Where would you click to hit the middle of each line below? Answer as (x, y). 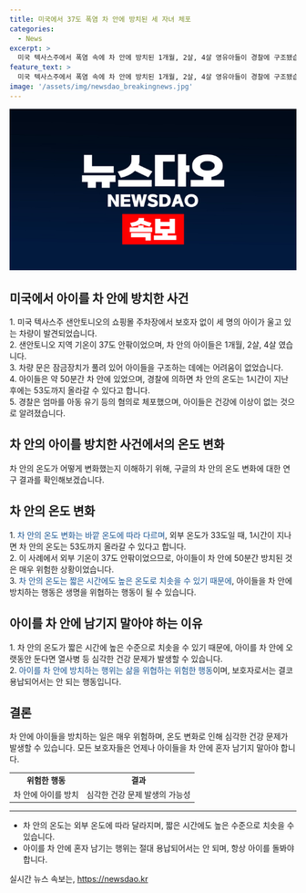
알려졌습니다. (42, 413)
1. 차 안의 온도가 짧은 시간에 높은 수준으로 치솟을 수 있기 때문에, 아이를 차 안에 (147, 647)
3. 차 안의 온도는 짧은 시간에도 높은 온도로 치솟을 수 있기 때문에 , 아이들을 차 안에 (151, 580)
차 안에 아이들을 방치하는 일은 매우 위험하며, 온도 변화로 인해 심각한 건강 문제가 (149, 737)
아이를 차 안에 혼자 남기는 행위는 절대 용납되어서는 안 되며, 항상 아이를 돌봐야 (158, 847)
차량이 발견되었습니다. (58, 334)
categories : (32, 29)
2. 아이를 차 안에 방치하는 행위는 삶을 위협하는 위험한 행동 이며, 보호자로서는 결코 (151, 670)
